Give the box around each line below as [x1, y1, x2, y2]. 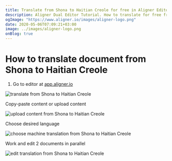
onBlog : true [5, 31, 33, 36]
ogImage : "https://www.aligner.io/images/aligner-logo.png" [5, 17, 137, 22]
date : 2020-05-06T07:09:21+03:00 [5, 21, 77, 27]
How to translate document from [5, 53, 146, 65]
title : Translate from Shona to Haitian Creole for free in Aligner [5, 7, 155, 13]
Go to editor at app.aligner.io [12, 81, 73, 87]
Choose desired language [5, 121, 60, 127]
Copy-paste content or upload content [5, 101, 87, 107]
